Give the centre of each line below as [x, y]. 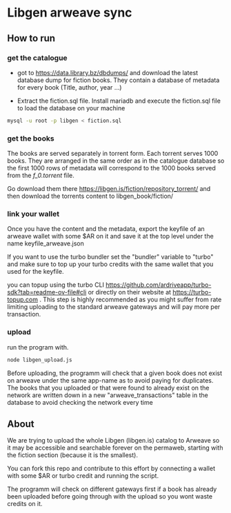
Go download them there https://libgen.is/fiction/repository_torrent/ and [109, 189]
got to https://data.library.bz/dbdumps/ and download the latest [108, 72]
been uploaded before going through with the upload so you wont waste [110, 496]
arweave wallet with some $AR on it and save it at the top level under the [110, 237]
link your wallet [33, 214]
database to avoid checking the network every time [80, 402]
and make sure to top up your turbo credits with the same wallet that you [110, 264]
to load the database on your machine [71, 108]
